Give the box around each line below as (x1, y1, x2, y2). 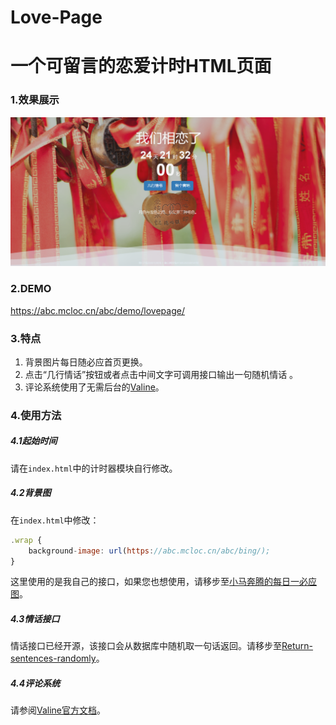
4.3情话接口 (10, 613, 60, 625)
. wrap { (10, 535, 43, 545)
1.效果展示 (10, 93, 60, 107)
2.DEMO (10, 282, 52, 296)
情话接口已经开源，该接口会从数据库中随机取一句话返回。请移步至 (10, 640, 282, 652)
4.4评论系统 (10, 677, 61, 690)
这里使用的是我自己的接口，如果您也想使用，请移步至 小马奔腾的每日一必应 (10, 576, 317, 588)
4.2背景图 (10, 487, 52, 499)
